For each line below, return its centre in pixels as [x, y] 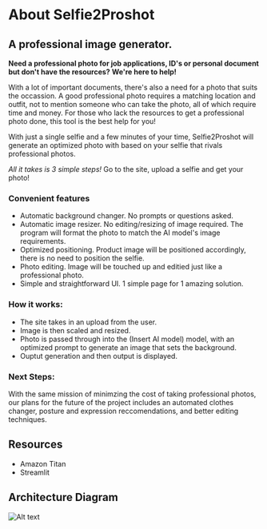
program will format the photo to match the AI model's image [120, 233]
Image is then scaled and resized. [75, 330]
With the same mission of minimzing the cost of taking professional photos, [132, 394]
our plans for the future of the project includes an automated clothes [121, 402]
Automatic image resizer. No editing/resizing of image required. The [132, 225]
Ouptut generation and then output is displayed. [99, 356]
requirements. [43, 241]
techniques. [28, 419]
